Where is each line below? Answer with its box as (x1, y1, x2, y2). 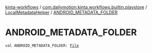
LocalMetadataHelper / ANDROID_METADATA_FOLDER (5, 9, 118, 15)
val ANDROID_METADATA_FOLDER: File (5, 43, 79, 48)
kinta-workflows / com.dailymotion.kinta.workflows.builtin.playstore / (5, 4, 147, 10)
